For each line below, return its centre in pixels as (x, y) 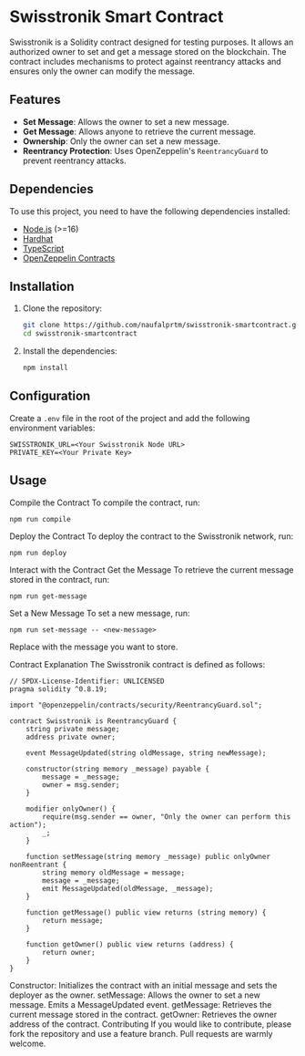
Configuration (50, 396)
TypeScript (43, 248)
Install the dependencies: (70, 351)
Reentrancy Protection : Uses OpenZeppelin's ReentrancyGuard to (145, 150)
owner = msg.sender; (81, 785)
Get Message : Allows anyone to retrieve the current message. (139, 131)
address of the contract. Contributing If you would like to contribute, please (151, 1024)
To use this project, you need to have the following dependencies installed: (150, 211)
